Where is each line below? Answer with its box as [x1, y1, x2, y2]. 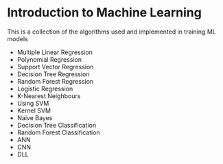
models [7, 34, 29, 43]
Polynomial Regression [16, 55, 82, 63]
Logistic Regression [16, 84, 73, 93]
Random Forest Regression [16, 77, 94, 85]
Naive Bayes [16, 113, 53, 121]
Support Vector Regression [16, 62, 94, 71]
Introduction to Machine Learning [7, 5, 202, 21]
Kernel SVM [16, 106, 51, 115]
